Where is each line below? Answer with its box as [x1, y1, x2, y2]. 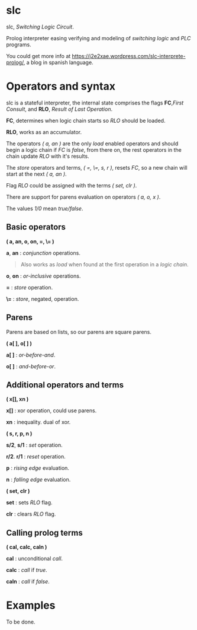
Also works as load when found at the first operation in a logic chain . [20, 260, 189, 268]
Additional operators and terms [6, 380, 124, 390]
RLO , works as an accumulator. [6, 128, 82, 135]
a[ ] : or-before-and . [6, 351, 56, 358]
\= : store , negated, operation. [6, 295, 79, 303]
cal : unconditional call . [6, 555, 63, 562]
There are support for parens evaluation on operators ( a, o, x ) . [6, 193, 161, 201]
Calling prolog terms [6, 527, 83, 537]
